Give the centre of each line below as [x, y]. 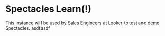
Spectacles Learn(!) [48, 9]
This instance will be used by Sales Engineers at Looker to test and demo [82, 23]
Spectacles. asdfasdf [28, 28]
